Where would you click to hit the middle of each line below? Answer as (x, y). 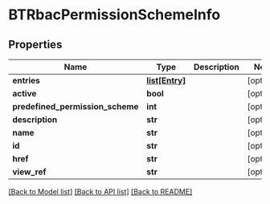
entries (26, 80)
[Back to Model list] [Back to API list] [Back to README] (100, 192)
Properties (35, 45)
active (25, 94)
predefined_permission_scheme (76, 106)
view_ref (29, 172)
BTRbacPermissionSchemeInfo (115, 15)
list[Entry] (166, 80)
